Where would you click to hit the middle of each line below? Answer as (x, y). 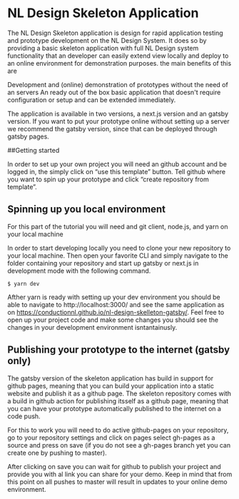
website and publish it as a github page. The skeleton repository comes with (119, 393)
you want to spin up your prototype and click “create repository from (108, 179)
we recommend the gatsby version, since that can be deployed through (112, 128)
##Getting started (34, 150)
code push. (24, 416)
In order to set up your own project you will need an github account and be (117, 164)
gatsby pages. (29, 136)
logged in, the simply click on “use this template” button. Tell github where (117, 171)
